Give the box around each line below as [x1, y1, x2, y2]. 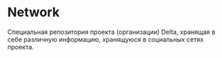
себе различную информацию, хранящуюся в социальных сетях [7, 35, 204, 43]
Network [7, 4, 60, 21]
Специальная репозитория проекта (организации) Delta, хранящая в [7, 28, 216, 36]
